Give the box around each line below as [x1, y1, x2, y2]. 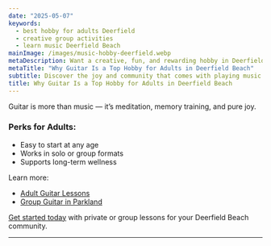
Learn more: [8, 173, 49, 182]
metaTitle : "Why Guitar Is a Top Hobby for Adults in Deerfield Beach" [8, 65, 254, 73]
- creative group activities [15, 34, 114, 43]
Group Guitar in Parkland [19, 197, 102, 206]
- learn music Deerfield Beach [15, 42, 121, 50]
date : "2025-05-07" [8, 11, 74, 20]
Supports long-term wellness [19, 156, 117, 166]
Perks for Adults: [8, 122, 77, 133]
